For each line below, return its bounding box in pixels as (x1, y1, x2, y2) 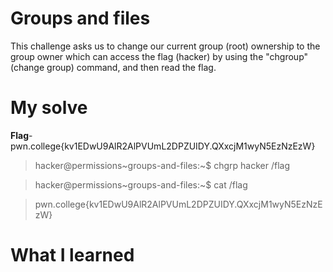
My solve (10, 97, 88, 119)
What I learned (10, 244, 135, 267)
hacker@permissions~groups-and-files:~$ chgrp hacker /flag (34, 159, 290, 171)
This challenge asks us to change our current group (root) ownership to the (10, 40, 321, 52)
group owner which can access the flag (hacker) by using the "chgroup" (10, 50, 309, 62)
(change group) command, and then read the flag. (10, 61, 217, 73)
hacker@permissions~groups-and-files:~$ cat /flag (34, 178, 248, 191)
